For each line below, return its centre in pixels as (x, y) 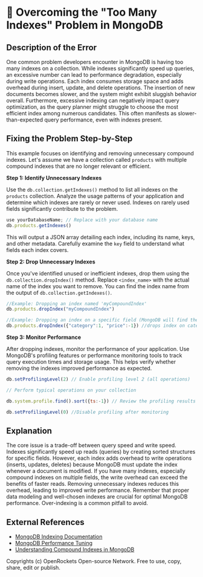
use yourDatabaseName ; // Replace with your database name (82, 220)
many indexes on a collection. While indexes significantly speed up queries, (100, 68)
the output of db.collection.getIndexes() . (59, 292)
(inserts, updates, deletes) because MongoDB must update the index (92, 465)
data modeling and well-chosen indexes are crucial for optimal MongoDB (97, 497)
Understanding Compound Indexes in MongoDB (75, 550)
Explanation (29, 430)
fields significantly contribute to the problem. (62, 208)
